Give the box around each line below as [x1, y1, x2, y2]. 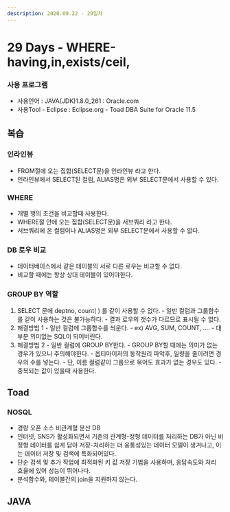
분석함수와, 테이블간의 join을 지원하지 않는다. [16, 475, 137, 484]
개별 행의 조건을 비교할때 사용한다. [16, 209, 109, 218]
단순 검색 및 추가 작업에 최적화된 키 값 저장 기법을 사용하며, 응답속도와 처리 [16, 458, 217, 467]
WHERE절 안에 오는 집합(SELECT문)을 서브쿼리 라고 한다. [16, 218, 172, 226]
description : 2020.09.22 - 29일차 [7, 10, 103, 17]
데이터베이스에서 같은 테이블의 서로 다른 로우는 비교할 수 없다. [16, 262, 183, 270]
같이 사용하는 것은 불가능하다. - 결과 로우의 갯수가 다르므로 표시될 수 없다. [24, 315, 221, 323]
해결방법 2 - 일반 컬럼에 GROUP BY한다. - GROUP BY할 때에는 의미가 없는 [16, 340, 218, 349]
